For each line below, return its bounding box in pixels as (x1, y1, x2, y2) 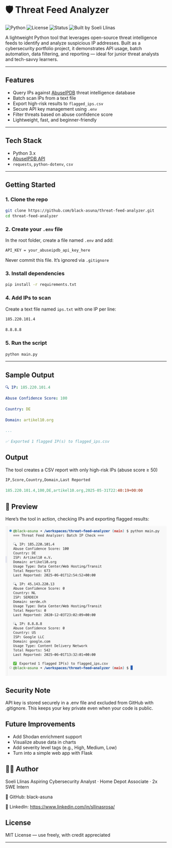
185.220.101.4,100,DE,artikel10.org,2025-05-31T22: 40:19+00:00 (5, 488, 143, 493)
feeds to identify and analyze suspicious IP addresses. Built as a (5, 39, 141, 46)
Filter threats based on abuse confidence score (12, 111, 113, 117)
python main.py (5, 351, 38, 357)
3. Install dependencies (5, 270, 65, 277)
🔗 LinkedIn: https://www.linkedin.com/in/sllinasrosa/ (5, 803, 115, 810)
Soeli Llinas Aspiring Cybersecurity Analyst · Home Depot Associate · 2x (5, 778, 158, 784)
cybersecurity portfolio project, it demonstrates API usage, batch (5, 45, 142, 51)
